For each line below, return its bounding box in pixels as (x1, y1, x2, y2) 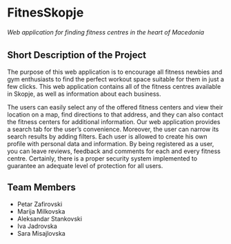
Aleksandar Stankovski (17, 214, 83, 223)
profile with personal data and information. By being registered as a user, (7, 139, 214, 148)
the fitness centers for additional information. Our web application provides (7, 117, 221, 125)
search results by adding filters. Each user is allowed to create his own (7, 132, 208, 141)
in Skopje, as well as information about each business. (7, 90, 161, 98)
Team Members (7, 181, 76, 194)
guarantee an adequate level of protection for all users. (7, 161, 163, 170)
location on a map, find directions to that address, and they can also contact (7, 110, 223, 119)
